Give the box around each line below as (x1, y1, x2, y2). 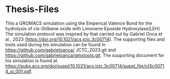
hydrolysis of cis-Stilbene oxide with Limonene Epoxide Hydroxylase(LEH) (5, 25, 160, 31)
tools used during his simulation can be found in (5, 41, 106, 47)
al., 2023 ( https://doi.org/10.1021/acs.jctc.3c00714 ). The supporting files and (5, 36, 165, 42)
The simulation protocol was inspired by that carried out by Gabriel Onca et (5, 31, 162, 37)
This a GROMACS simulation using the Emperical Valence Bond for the (5, 20, 152, 26)
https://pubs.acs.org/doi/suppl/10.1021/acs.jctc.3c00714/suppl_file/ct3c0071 (5, 63, 164, 69)
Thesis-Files (5, 4, 59, 15)
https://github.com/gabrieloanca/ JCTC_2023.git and (5, 47, 116, 53)
